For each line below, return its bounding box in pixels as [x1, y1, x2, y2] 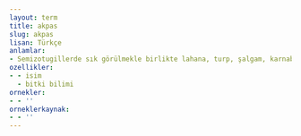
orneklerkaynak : [9, 105, 70, 114]
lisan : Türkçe [9, 38, 63, 47]
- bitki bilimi [17, 80, 74, 89]
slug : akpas [9, 30, 54, 38]
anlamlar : [9, 47, 47, 55]
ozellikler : [9, 64, 54, 72]
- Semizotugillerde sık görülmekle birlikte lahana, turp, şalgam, [9, 55, 267, 64]
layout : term [9, 13, 58, 22]
